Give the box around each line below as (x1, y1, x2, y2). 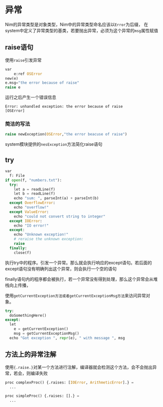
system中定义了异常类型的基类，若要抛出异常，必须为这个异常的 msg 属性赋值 (5, 27, 158, 33)
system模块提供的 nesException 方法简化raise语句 (5, 141, 103, 147)
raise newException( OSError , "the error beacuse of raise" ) (5, 132, 127, 137)
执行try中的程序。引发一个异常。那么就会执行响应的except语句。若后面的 (5, 259, 152, 266)
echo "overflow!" (14, 205, 49, 210)
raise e (5, 85, 21, 90)
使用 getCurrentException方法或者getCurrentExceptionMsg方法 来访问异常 (5, 292, 146, 298)
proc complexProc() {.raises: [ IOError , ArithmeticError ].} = (5, 380, 134, 385)
